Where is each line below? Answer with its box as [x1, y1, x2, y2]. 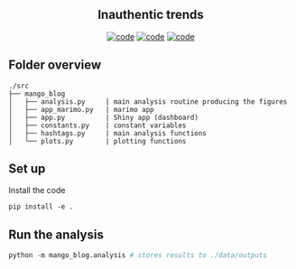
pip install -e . [8, 202, 74, 211]
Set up [8, 162, 46, 177]
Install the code [8, 185, 66, 196]
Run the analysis [8, 227, 105, 242]
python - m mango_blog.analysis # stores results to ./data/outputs [8, 251, 268, 260]
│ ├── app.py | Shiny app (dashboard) [8, 113, 199, 122]
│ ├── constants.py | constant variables [8, 121, 187, 130]
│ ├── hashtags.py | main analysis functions [8, 128, 207, 138]
